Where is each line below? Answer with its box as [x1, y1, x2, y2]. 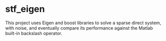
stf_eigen [5, 3, 45, 15]
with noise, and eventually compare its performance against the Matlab [5, 25, 153, 31]
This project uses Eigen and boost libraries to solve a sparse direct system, [5, 20, 161, 26]
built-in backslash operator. [5, 30, 63, 36]
